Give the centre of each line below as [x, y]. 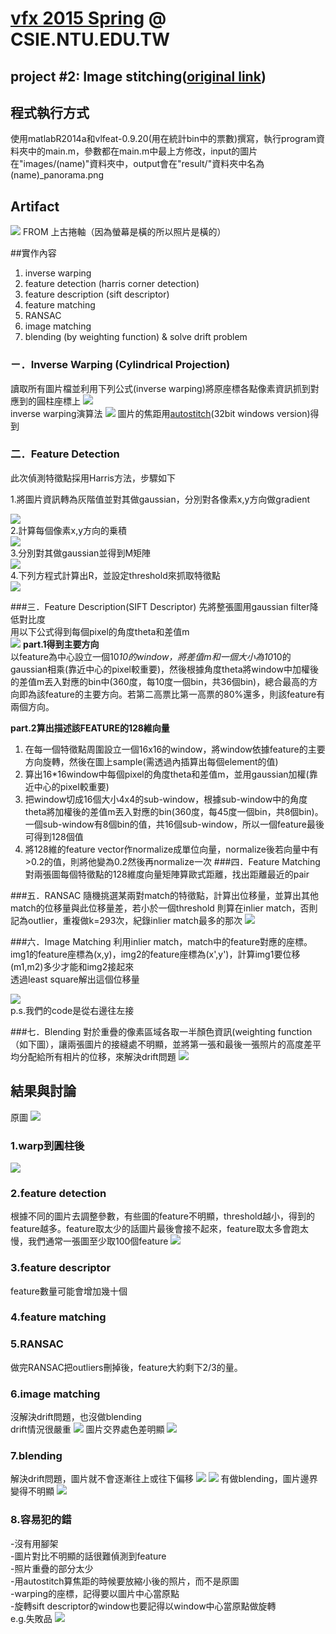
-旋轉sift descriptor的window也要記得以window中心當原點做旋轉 [143, 1606]
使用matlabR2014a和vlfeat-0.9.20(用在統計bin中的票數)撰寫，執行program [163, 139]
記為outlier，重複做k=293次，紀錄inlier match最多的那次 [126, 920]
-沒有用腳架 [34, 1543]
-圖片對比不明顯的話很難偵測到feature [88, 1556]
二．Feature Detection [65, 454]
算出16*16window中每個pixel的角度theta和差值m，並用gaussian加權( [167, 774]
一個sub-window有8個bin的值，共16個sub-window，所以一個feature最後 [174, 824]
